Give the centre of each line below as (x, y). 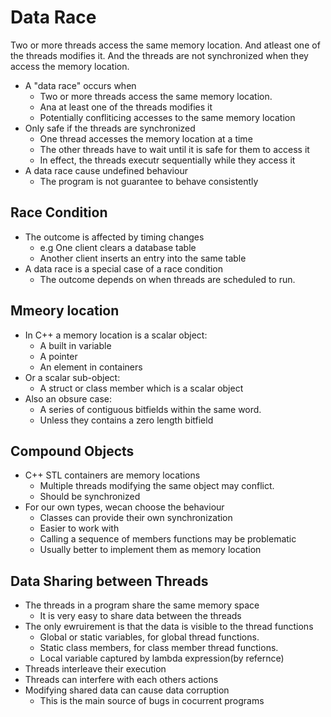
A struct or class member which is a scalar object (141, 388)
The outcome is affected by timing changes (114, 237)
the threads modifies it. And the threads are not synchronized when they (159, 55)
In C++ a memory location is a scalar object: (116, 335)
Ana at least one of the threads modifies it (126, 107)
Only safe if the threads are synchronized (110, 128)
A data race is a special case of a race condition (124, 268)
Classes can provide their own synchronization (136, 518)
